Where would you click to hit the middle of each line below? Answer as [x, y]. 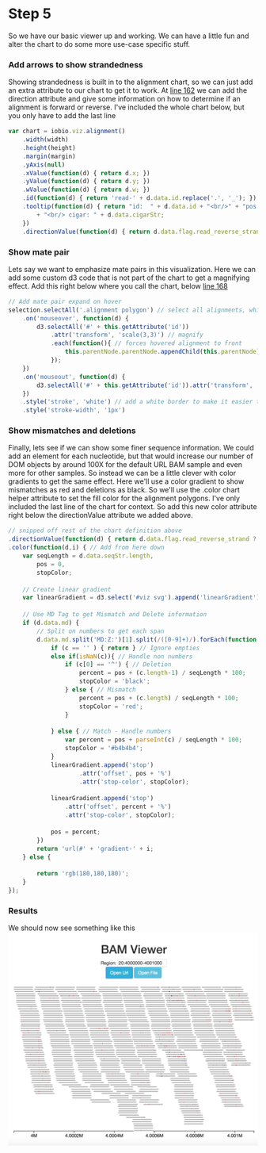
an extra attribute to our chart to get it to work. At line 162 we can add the [128, 90]
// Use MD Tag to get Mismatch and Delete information [115, 615]
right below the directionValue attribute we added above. [101, 515]
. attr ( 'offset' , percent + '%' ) [118, 807]
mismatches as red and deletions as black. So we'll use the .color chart [124, 490]
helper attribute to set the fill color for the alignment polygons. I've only [124, 498]
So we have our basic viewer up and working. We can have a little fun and [129, 36]
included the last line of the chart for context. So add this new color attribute [133, 507]
